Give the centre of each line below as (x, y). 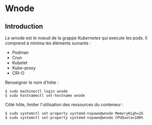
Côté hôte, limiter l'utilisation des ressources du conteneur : (64, 104)
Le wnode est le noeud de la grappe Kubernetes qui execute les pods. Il (76, 38)
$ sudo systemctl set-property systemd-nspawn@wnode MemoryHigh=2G (74, 113)
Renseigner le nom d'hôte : (32, 82)
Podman (20, 52)
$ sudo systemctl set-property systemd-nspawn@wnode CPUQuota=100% (74, 118)
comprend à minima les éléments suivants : (48, 43)
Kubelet (20, 63)
